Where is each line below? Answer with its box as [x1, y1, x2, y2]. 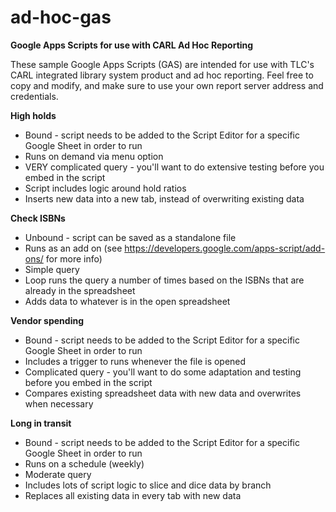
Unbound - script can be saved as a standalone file [24, 231, 237, 243]
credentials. [10, 90, 59, 102]
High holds [10, 109, 57, 121]
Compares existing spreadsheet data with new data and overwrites [24, 387, 302, 399]
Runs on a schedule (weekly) [24, 457, 145, 470]
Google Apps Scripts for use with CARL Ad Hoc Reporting [10, 39, 254, 51]
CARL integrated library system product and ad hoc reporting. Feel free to [10, 69, 314, 81]
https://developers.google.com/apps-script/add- [124, 242, 326, 254]
